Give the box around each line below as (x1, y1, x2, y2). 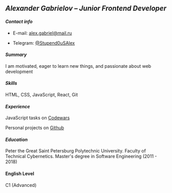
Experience (5, 103, 30, 109)
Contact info (5, 18, 33, 25)
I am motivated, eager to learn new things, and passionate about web (5, 63, 152, 69)
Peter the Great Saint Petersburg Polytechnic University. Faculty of (5, 148, 146, 154)
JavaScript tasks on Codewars (5, 115, 70, 121)
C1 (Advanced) (5, 182, 37, 188)
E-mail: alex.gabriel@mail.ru (12, 30, 72, 36)
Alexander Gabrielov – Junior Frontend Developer (5, 4, 167, 13)
